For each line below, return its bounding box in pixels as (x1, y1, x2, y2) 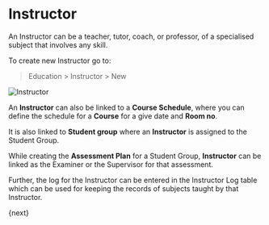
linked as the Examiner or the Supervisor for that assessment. (8, 159, 214, 169)
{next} (8, 207, 30, 218)
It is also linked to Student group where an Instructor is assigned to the (8, 127, 248, 136)
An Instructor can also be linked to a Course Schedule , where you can (8, 102, 245, 112)
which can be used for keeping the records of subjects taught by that (8, 183, 239, 194)
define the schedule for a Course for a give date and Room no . (8, 110, 218, 121)
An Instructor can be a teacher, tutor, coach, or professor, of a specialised (8, 31, 254, 41)
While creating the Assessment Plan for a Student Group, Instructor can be (8, 151, 262, 160)
